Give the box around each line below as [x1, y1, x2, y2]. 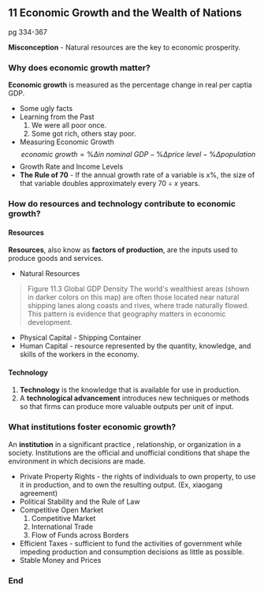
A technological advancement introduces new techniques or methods [19, 393, 250, 403]
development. [27, 318, 73, 327]
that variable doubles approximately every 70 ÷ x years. [19, 179, 201, 188]
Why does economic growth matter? [8, 62, 151, 73]
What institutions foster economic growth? [8, 422, 177, 433]
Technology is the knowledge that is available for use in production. [19, 385, 241, 395]
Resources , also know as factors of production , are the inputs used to [8, 245, 238, 255]
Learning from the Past [19, 112, 95, 121]
